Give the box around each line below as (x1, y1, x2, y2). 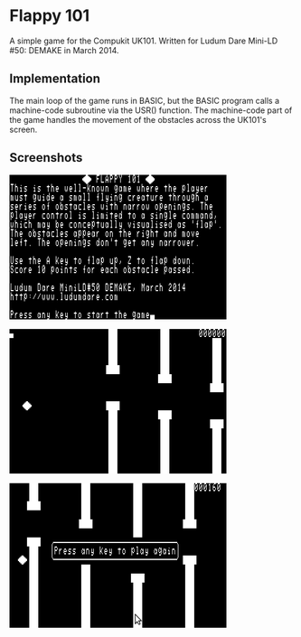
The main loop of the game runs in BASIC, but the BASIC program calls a (9, 95, 280, 106)
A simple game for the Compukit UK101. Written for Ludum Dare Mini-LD (9, 35, 278, 46)
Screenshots (9, 150, 83, 165)
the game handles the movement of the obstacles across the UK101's (9, 114, 267, 125)
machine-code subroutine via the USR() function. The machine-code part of (9, 105, 293, 116)
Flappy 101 (9, 5, 90, 26)
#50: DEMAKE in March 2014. (9, 44, 119, 55)
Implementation (9, 71, 101, 87)
